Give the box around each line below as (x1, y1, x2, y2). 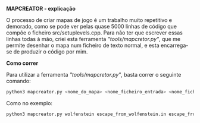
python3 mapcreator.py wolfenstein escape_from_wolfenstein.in (6, 111, 167, 117)
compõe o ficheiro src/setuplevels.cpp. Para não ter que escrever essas (6, 29, 183, 36)
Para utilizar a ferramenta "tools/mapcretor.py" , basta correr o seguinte (6, 71, 182, 78)
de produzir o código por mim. (13, 48, 88, 55)
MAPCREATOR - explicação (6, 5, 76, 12)
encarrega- (160, 42, 189, 49)
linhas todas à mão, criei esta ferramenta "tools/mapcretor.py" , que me (6, 36, 180, 42)
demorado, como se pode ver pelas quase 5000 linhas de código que (6, 23, 177, 30)
